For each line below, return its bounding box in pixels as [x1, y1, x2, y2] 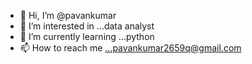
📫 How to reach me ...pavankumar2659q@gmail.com [19, 42, 242, 54]
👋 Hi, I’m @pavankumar [19, 10, 117, 21]
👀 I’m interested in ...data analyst [19, 20, 155, 32]
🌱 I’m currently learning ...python [19, 31, 155, 42]
